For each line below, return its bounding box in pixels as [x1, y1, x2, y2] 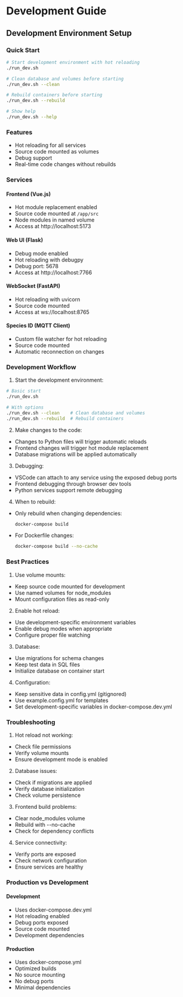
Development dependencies [14, 932, 85, 939]
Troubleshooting [6, 718, 55, 726]
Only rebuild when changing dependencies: [14, 510, 122, 517]
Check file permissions [14, 743, 72, 750]
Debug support [14, 154, 52, 162]
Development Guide [6, 4, 107, 18]
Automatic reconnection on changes [14, 348, 104, 355]
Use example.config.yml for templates [14, 697, 108, 704]
